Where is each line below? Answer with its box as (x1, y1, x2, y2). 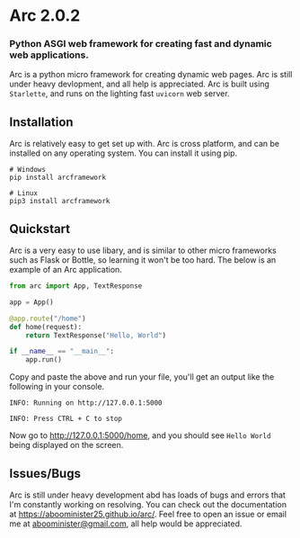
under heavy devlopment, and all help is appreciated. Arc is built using (9, 78, 269, 90)
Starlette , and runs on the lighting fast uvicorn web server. (9, 88, 231, 99)
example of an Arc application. (9, 265, 123, 275)
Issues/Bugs (9, 465, 81, 481)
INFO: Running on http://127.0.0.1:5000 (9, 399, 163, 408)
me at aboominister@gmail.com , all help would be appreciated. (9, 518, 243, 529)
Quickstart (9, 221, 71, 237)
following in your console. (9, 381, 105, 392)
